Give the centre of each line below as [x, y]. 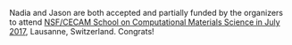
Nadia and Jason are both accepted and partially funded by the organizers [146, 13]
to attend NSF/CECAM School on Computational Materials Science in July [145, 22]
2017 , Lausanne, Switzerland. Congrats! [82, 31]
